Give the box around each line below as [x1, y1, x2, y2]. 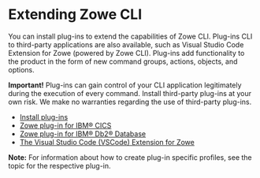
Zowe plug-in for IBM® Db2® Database [19, 128, 147, 139]
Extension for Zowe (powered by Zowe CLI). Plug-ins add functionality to [8, 48, 245, 57]
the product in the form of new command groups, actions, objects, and [8, 57, 238, 66]
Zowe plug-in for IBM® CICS [19, 121, 112, 130]
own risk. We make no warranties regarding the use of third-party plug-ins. [8, 97, 252, 106]
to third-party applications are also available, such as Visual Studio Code [8, 39, 244, 49]
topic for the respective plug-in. [8, 161, 112, 170]
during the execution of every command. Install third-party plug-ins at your [8, 88, 252, 98]
